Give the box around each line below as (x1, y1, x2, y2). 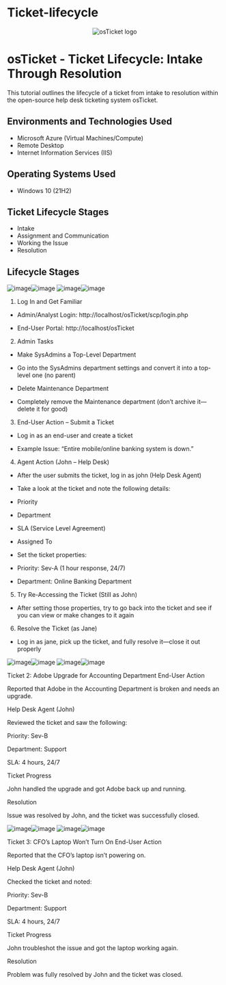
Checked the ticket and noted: (7, 878, 92, 886)
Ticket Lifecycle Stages (7, 206, 109, 218)
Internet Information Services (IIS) (16, 149, 113, 157)
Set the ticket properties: (16, 551, 87, 559)
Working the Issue (16, 239, 68, 247)
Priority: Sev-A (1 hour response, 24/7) (16, 564, 126, 572)
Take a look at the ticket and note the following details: (16, 485, 171, 493)
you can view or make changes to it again (16, 611, 135, 619)
